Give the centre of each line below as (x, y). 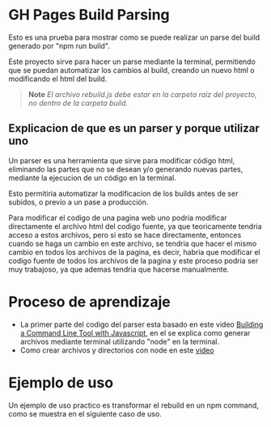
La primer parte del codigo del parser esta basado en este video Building (142, 324)
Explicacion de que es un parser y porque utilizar (134, 128)
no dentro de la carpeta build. (78, 103)
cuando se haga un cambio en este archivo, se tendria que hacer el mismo (133, 243)
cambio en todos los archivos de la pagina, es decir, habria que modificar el (134, 252)
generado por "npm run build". (59, 45)
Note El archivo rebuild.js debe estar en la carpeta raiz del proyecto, (142, 94)
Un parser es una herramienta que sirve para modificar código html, (122, 160)
